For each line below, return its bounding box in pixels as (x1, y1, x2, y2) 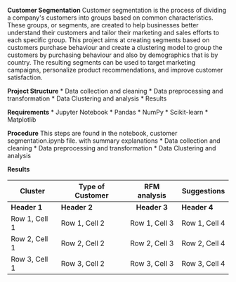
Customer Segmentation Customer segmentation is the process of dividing (7, 6, 227, 14)
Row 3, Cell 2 (60, 259, 105, 268)
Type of (78, 182, 105, 191)
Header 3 (136, 203, 169, 212)
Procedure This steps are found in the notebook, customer (7, 129, 178, 137)
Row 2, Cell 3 (129, 238, 174, 248)
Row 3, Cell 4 (181, 259, 225, 268)
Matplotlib (7, 115, 37, 124)
